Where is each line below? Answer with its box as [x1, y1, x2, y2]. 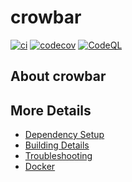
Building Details [24, 139, 90, 151]
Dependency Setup [24, 129, 105, 141]
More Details [10, 102, 92, 119]
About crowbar [10, 68, 107, 85]
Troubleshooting [24, 150, 93, 162]
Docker [24, 161, 56, 173]
